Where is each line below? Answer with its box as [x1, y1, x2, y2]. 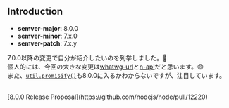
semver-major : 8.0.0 [17, 24, 79, 32]
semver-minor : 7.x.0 [17, 32, 78, 40]
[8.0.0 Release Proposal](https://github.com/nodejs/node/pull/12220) [7, 93, 208, 101]
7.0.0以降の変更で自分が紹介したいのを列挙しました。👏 [7, 53, 168, 62]
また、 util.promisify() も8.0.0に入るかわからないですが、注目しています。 [7, 71, 226, 79]
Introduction [7, 6, 63, 18]
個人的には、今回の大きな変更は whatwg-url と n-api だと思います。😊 [7, 62, 204, 71]
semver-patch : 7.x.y [17, 39, 78, 48]
